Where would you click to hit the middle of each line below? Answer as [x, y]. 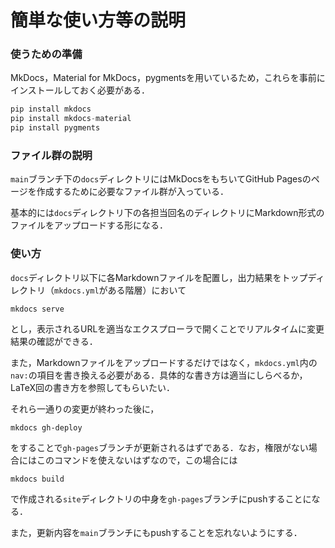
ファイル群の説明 [51, 156]
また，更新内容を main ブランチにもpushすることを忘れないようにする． [156, 532]
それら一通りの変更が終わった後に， [85, 408]
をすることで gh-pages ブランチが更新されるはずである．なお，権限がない [159, 447]
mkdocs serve [37, 309]
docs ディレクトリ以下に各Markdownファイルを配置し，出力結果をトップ [159, 277]
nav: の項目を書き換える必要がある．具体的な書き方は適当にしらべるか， [159, 375]
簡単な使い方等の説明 [98, 20]
